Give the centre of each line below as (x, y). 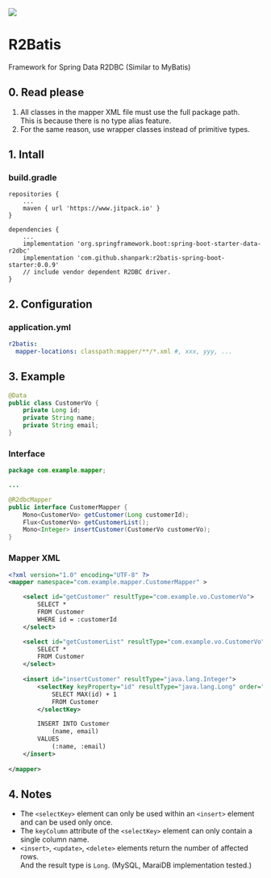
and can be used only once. (66, 822)
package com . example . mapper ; (57, 471)
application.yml (40, 327)
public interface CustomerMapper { (68, 507)
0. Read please (46, 93)
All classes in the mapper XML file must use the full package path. (130, 112)
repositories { (34, 194)
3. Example (37, 377)
